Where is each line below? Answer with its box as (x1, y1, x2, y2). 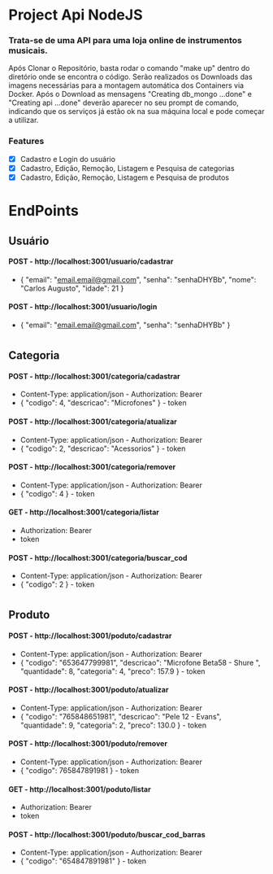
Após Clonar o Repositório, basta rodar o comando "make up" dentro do (8, 63, 250, 73)
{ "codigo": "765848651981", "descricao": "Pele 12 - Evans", (19, 711, 222, 721)
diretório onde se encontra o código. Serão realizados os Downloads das (8, 72, 253, 82)
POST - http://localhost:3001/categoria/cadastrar (8, 371, 180, 381)
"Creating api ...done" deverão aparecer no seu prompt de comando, (8, 98, 240, 107)
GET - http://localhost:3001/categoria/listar (8, 507, 160, 518)
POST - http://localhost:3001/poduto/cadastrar (8, 631, 172, 640)
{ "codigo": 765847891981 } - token (19, 765, 140, 775)
